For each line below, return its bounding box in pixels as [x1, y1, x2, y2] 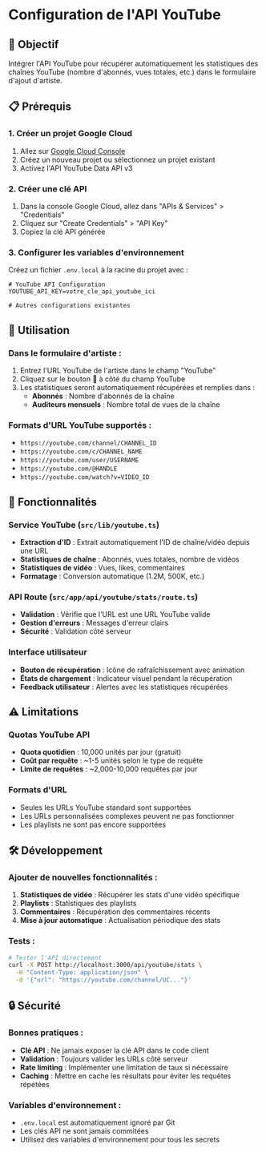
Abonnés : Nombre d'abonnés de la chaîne [31, 391, 175, 401]
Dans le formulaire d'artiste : [8, 347, 122, 358]
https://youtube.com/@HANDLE [19, 465, 118, 473]
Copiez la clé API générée [19, 227, 106, 236]
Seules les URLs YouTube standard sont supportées [19, 803, 191, 812]
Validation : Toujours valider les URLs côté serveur [19, 1053, 188, 1063]
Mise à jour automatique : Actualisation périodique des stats [19, 916, 221, 925]
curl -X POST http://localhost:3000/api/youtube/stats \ [8, 961, 203, 969]
